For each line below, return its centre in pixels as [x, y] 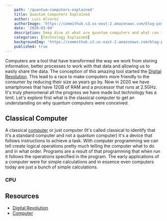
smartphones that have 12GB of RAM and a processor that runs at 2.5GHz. [81, 87]
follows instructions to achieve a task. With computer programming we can [82, 141]
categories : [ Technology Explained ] [52, 38]
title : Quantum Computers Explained [52, 14]
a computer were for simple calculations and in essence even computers [80, 162]
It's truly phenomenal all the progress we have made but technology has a [81, 92]
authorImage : [28, 24]
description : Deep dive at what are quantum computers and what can [86, 33]
